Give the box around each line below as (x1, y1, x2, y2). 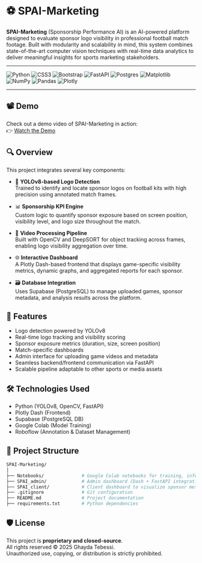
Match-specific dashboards (14, 346, 84, 354)
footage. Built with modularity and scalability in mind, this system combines (6, 41, 193, 48)
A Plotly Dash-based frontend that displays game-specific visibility (14, 260, 181, 267)
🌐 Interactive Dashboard (14, 254, 78, 261)
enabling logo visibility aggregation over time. (14, 242, 128, 249)
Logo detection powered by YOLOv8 (14, 327, 106, 335)
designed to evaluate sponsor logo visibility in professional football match (6, 34, 189, 41)
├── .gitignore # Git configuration (6, 490, 133, 496)
